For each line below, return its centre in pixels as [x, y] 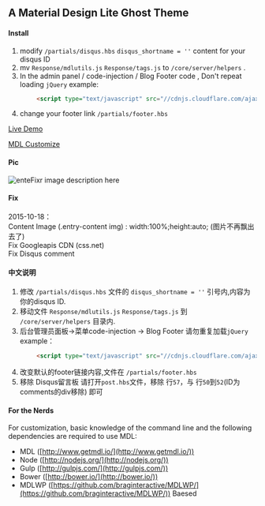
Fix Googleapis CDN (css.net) [56, 245]
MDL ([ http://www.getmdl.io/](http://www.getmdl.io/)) [107, 452]
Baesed [185, 493]
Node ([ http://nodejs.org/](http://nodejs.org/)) [94, 460]
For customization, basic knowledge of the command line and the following [130, 428]
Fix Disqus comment [41, 253]
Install [19, 33]
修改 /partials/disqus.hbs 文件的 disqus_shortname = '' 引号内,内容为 [135, 292]
